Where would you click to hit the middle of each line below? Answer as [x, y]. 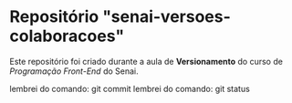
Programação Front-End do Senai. [74, 71]
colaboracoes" [67, 36]
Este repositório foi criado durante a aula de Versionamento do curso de [146, 61]
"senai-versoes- [166, 17]
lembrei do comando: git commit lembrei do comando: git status [130, 88]
